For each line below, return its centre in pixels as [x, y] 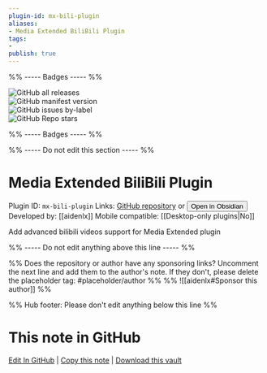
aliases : [23, 24]
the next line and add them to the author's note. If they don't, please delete [133, 271]
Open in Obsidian [217, 206]
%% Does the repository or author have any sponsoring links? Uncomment [133, 263]
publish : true [32, 54]
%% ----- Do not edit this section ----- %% [82, 150]
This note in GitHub [75, 338]
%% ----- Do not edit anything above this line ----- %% [102, 247]
